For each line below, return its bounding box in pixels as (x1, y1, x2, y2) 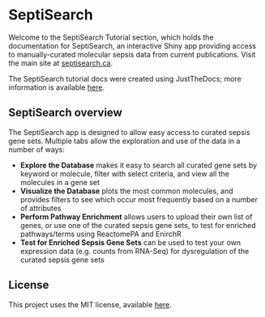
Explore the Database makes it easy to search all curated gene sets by (19, 160, 258, 170)
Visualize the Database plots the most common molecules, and (19, 186, 233, 196)
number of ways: (8, 144, 65, 154)
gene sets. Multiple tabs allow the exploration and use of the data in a (8, 136, 241, 146)
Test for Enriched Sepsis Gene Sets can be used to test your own (19, 237, 241, 247)
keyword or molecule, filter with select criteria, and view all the (19, 168, 229, 179)
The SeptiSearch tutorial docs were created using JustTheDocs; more (8, 74, 241, 83)
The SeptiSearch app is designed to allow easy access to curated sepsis (8, 127, 250, 137)
